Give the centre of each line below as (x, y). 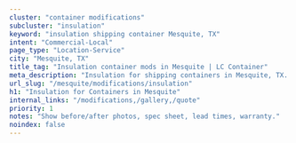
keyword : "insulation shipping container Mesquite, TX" (115, 34)
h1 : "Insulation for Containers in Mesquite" (95, 91)
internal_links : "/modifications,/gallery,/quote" (105, 100)
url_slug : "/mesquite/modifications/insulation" (101, 83)
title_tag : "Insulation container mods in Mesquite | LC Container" (139, 68)
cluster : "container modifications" (77, 17)
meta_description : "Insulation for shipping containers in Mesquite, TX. (149, 75)
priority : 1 (31, 108)
